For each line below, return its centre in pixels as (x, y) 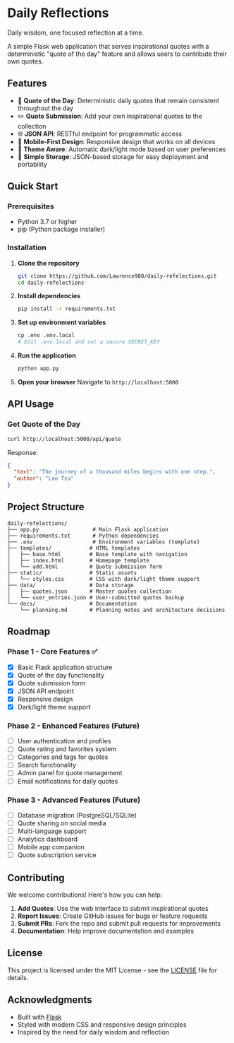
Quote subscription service (57, 855)
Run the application (47, 355)
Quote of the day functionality (61, 675)
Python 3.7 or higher (47, 222)
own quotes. (25, 61)
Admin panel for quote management (70, 773)
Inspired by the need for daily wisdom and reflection (93, 1032)
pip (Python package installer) (61, 229)
